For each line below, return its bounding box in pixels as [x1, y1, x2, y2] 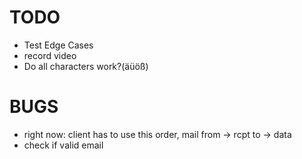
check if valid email [23, 139, 104, 151]
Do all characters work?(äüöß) [23, 60, 149, 72]
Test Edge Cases [23, 39, 94, 51]
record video [23, 49, 77, 61]
